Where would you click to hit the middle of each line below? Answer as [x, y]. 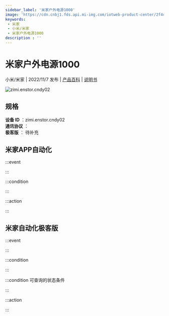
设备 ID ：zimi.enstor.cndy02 [35, 119]
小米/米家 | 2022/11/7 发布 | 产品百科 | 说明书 [51, 79]
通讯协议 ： [17, 126]
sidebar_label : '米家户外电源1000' [40, 10]
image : [12, 15]
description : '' [23, 38]
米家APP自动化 [28, 150]
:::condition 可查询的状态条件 [35, 280]
